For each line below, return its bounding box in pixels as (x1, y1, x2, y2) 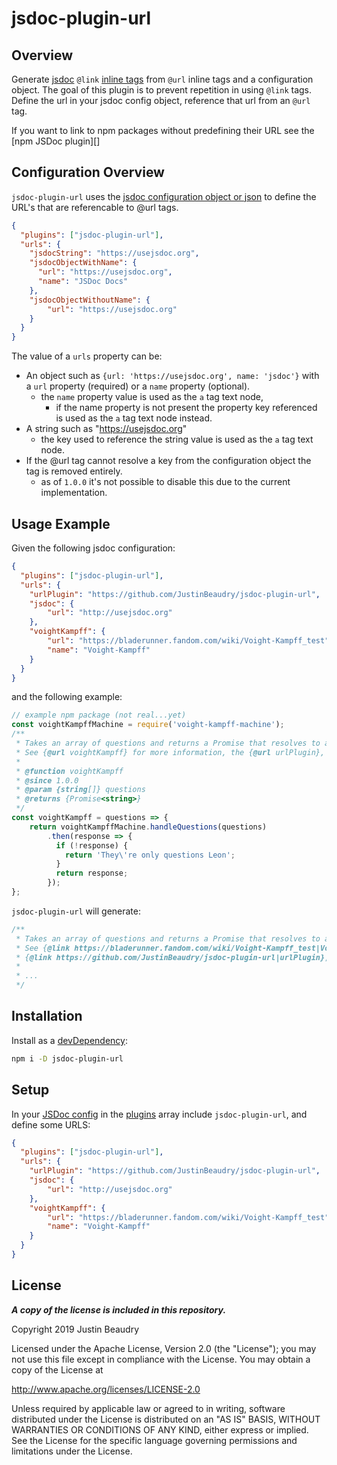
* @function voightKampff (15, 766, 124, 776)
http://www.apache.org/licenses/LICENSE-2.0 (11, 1383, 201, 1395)
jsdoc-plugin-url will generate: (11, 905, 142, 917)
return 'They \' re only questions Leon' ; (64, 850, 236, 860)
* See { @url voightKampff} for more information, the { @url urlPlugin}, (15, 747, 326, 757)
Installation (11, 1008, 83, 1025)
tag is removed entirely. (25, 465, 123, 477)
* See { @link (15, 943, 71, 953)
